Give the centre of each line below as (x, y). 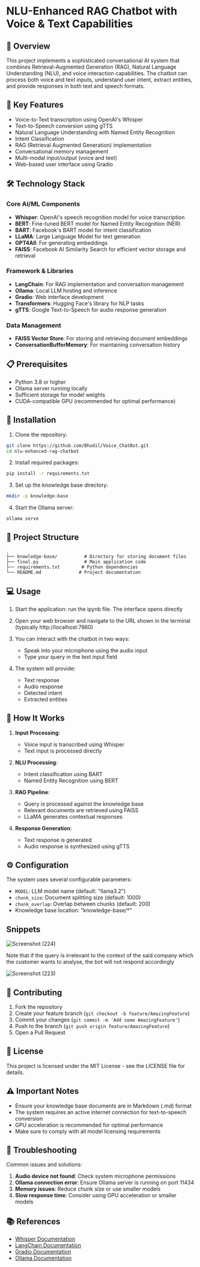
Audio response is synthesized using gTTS (77, 846)
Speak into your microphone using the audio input (86, 650)
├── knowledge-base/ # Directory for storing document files (96, 556)
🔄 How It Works (35, 718)
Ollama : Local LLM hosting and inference (66, 291)
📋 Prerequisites (37, 364)
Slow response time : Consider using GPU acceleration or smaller (96, 1195)
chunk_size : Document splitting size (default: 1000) (78, 898)
